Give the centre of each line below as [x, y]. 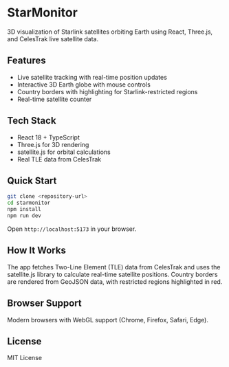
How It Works [37, 251]
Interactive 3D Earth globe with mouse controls [84, 85]
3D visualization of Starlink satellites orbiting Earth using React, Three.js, [110, 32]
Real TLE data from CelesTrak [59, 159]
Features [26, 61]
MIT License [25, 358]
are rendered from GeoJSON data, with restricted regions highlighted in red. [115, 281]
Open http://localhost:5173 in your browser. [72, 229]
